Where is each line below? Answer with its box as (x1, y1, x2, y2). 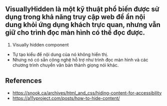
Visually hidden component (12, 41, 69, 47)
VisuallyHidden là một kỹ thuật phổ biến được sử (5, 5, 159, 13)
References (5, 76, 42, 85)
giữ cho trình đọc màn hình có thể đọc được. (5, 28, 145, 37)
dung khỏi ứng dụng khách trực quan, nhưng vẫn (5, 20, 161, 29)
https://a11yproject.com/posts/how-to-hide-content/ (12, 95, 120, 101)
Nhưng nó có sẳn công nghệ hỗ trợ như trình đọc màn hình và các (12, 56, 148, 62)
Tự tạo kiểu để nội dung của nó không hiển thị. (12, 51, 108, 57)
